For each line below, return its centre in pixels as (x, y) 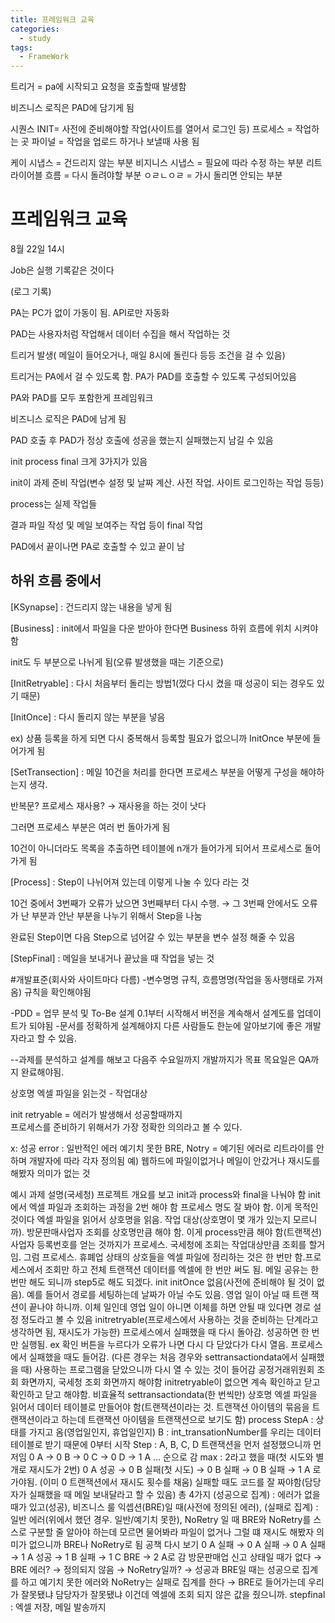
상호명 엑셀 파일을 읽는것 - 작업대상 (79, 1093)
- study (35, 38)
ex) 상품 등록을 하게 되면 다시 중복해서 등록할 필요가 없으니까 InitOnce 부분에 (160, 738)
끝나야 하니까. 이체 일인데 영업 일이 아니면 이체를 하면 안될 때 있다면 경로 (170, 1307)
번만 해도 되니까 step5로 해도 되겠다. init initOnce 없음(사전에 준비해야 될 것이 (162, 1282)
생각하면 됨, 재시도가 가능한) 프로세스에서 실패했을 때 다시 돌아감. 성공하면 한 (160, 1332)
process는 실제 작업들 (54, 504)
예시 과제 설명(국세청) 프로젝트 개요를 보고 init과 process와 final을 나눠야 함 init (165, 1194)
